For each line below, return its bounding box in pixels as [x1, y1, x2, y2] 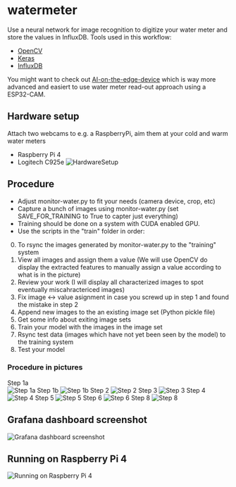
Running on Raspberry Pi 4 [7, 453, 128, 465]
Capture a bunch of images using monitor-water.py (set [17, 204, 179, 213]
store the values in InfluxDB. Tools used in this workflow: [7, 32, 172, 41]
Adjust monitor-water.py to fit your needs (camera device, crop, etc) [17, 196, 216, 205]
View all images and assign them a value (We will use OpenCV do [17, 255, 208, 264]
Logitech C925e [17, 158, 65, 166]
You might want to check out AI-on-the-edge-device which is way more [7, 75, 216, 83]
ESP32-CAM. [7, 90, 46, 99]
